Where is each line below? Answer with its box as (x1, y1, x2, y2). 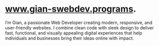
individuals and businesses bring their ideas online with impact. (5, 35, 134, 41)
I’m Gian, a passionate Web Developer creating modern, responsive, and (5, 20, 153, 25)
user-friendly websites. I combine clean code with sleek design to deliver (5, 24, 154, 30)
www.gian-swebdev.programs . (5, 3, 137, 15)
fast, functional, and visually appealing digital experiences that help (5, 30, 142, 36)
